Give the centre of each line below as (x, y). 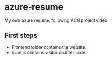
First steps (21, 36)
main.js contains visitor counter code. (49, 52)
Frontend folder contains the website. (49, 47)
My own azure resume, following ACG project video (56, 20)
